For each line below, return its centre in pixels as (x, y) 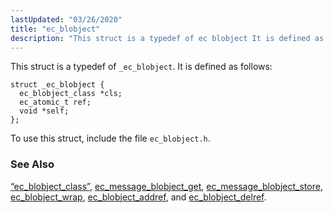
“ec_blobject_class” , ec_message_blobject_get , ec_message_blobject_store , (166, 186)
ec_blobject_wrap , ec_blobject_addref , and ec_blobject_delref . (138, 197)
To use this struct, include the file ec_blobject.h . (110, 138)
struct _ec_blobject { (57, 85)
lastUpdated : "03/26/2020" (66, 19)
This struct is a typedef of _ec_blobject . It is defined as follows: (141, 67)
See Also (32, 164)
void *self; (44, 111)
